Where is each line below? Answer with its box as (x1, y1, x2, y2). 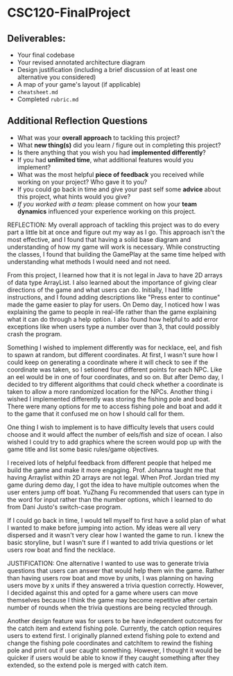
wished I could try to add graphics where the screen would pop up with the (7, 437, 222, 446)
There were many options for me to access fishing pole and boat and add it (7, 402, 222, 410)
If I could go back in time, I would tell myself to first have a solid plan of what (7, 516, 226, 524)
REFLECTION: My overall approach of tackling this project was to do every (7, 220, 220, 229)
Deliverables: (7, 33, 66, 44)
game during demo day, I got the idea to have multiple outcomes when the (7, 480, 220, 489)
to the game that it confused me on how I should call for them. (7, 409, 185, 417)
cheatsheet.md (17, 89, 58, 96)
